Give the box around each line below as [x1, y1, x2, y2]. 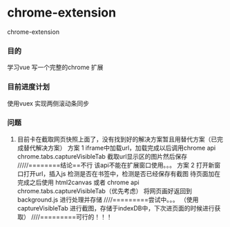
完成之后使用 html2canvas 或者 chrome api [17, 178, 140, 186]
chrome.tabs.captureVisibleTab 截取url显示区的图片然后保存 [17, 152, 188, 160]
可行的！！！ [75, 213, 113, 221]
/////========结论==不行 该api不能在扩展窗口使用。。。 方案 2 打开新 [17, 161, 215, 169]
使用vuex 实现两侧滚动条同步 [7, 99, 90, 108]
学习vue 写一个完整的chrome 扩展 [7, 63, 104, 72]
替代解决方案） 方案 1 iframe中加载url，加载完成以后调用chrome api [23, 144, 216, 152]
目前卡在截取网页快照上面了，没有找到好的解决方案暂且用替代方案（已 [17, 135, 218, 143]
